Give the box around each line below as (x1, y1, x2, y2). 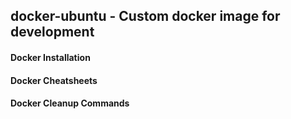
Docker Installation (10, 51, 91, 63)
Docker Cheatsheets (10, 74, 98, 86)
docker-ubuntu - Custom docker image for (10, 8, 281, 25)
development (10, 24, 95, 41)
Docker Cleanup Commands (10, 97, 130, 109)
